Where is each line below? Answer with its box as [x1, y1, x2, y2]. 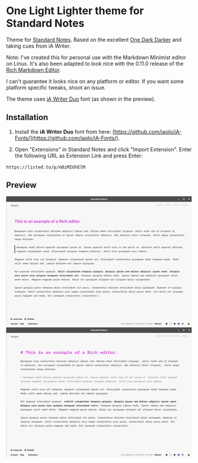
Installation [6, 113, 48, 123]
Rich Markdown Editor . [6, 66, 61, 73]
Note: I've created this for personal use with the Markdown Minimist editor [6, 54, 187, 61]
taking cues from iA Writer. [6, 42, 71, 49]
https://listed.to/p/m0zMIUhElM [6, 164, 85, 170]
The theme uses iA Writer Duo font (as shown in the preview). [6, 95, 156, 102]
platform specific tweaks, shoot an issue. [6, 84, 106, 91]
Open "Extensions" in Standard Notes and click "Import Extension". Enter [14, 145, 192, 153]
